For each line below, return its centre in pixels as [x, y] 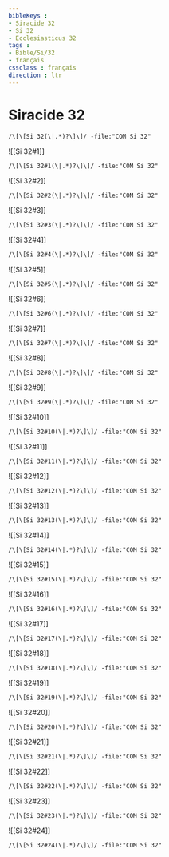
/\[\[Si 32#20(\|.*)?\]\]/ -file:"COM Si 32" [85, 727]
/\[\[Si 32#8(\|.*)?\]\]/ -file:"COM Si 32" [83, 372]
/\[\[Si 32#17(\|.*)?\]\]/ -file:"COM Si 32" [85, 638]
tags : [19, 46]
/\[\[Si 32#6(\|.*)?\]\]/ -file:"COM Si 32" [83, 313]
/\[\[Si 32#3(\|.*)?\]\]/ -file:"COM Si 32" [83, 225]
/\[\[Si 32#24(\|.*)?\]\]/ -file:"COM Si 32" [85, 845]
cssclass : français [43, 68]
